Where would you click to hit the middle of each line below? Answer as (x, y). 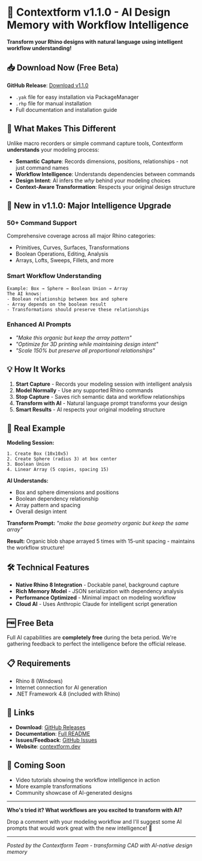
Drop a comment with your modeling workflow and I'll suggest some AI (94, 821)
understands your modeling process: (53, 149)
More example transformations (53, 786)
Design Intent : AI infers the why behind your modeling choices (93, 181)
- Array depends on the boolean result (57, 304)
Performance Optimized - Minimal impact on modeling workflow (96, 597)
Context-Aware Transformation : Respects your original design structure (105, 187)
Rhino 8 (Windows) (39, 681)
